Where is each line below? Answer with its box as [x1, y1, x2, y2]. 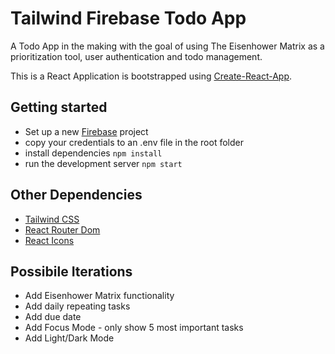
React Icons [24, 234, 75, 246]
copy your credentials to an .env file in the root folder [24, 136, 244, 148]
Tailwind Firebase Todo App [10, 7, 247, 30]
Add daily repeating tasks [24, 300, 131, 312]
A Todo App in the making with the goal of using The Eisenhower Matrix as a [10, 40, 325, 52]
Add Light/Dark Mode [24, 332, 115, 344]
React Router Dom [24, 223, 101, 236]
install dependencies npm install [24, 147, 163, 159]
